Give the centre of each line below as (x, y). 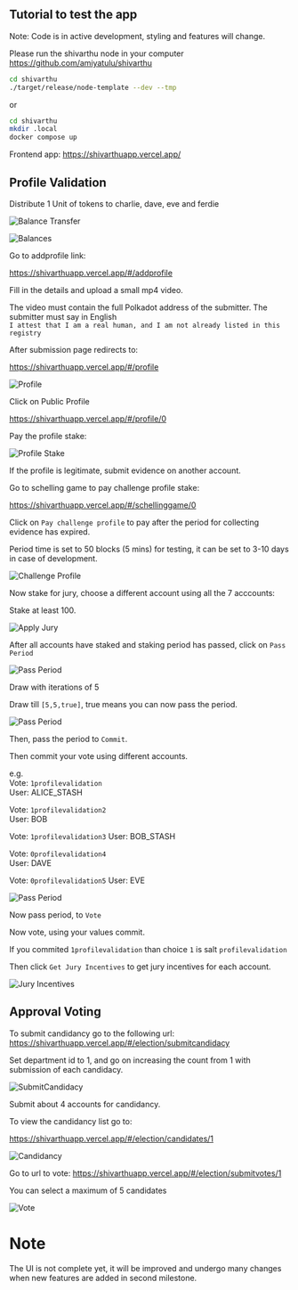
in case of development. (53, 559)
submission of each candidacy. (66, 1069)
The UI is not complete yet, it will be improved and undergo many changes (145, 1268)
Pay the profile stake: (48, 436)
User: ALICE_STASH (46, 792)
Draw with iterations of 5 (54, 687)
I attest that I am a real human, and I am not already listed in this (145, 325)
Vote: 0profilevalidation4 (58, 853)
